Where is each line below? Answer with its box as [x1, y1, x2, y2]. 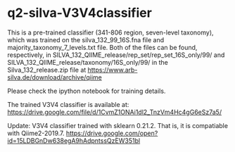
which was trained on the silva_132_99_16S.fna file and [7, 35, 165, 44]
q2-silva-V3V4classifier [7, 5, 153, 21]
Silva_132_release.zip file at [7, 65, 87, 74]
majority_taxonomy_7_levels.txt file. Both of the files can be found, [7, 43, 198, 51]
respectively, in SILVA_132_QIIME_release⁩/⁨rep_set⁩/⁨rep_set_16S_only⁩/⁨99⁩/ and [7, 51, 225, 59]
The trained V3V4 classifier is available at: [7, 100, 129, 108]
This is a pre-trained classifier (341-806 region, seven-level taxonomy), [7, 28, 214, 37]
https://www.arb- [87, 65, 138, 74]
